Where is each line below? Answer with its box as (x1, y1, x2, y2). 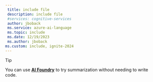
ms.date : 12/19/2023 (7, 35, 50, 40)
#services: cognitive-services (7, 16, 72, 21)
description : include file (7, 12, 63, 17)
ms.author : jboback (7, 39, 48, 44)
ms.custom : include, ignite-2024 (5, 44, 74, 49)
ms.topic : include (7, 30, 45, 35)
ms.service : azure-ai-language (7, 26, 72, 30)
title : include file (7, 7, 50, 12)
